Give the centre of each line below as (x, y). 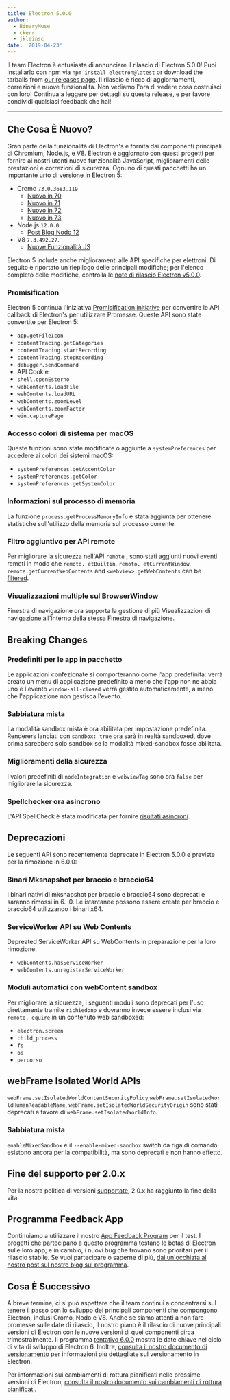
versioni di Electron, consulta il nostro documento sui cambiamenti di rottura (115, 1382)
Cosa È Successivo (49, 1286)
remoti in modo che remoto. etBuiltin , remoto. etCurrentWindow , (99, 563)
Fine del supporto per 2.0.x (66, 1174)
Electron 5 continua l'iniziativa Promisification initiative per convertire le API (113, 308)
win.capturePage (40, 416)
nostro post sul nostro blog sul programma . (68, 1265)
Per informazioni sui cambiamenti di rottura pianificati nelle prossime (104, 1375)
